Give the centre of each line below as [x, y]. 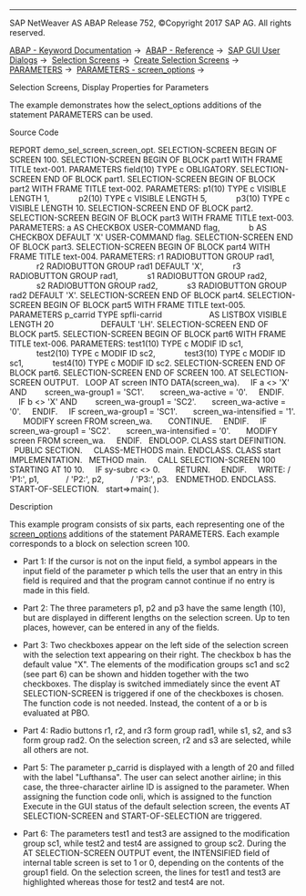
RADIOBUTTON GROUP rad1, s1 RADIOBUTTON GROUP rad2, [138, 276]
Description [31, 506]
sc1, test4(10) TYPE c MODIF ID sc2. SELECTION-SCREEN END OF [148, 363]
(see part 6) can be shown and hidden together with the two [135, 674]
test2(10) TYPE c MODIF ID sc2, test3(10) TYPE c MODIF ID [161, 353]
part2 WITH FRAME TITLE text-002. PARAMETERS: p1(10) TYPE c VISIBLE [148, 189]
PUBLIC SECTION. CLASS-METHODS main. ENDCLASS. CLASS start [147, 450]
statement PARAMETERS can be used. [81, 114]
